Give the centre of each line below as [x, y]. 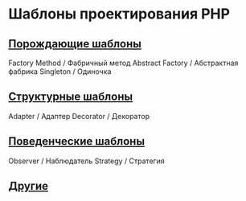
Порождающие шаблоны [75, 44]
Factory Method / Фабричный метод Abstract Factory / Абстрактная [123, 63]
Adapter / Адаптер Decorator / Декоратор [79, 116]
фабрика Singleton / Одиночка [60, 72]
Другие [28, 186]
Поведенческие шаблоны [77, 142]
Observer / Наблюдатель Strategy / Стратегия [86, 161]
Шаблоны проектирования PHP [119, 14]
